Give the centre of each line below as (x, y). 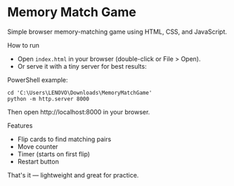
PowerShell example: (38, 80)
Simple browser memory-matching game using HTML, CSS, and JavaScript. (117, 32)
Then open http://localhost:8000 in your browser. (79, 112)
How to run (24, 45)
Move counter (38, 146)
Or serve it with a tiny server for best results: (82, 66)
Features (20, 125)
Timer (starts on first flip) (53, 154)
